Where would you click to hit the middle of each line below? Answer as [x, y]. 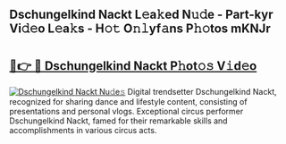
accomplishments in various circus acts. [83, 130]
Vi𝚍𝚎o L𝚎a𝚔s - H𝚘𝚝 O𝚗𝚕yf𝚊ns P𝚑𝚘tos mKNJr [140, 29]
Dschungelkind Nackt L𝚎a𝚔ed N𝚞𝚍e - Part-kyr [142, 15]
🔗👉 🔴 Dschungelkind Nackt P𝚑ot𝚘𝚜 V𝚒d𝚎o [133, 66]
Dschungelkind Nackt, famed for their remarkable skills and [118, 121]
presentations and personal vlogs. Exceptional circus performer [126, 111]
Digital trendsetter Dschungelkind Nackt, [202, 92]
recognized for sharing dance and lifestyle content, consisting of [128, 102]
